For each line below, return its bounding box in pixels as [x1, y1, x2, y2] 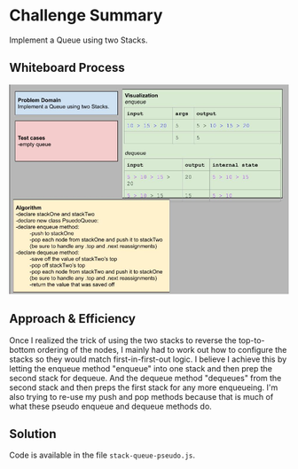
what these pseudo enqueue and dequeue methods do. [9, 401, 213, 411]
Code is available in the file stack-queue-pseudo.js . [9, 449, 196, 461]
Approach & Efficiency [9, 311, 136, 326]
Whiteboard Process [9, 60, 126, 75]
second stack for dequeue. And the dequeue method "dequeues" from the [9, 372, 282, 383]
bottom [9, 344, 35, 355]
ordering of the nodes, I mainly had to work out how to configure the [36, 344, 287, 355]
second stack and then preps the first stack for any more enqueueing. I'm [9, 382, 278, 393]
